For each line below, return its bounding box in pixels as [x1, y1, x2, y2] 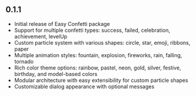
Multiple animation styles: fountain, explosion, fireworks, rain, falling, [14, 51, 182, 58]
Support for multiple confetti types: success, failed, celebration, [14, 27, 170, 34]
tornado [14, 58, 34, 65]
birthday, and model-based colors [14, 70, 97, 77]
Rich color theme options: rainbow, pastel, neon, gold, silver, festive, [14, 64, 182, 71]
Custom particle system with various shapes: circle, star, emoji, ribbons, [14, 39, 191, 46]
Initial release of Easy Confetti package [14, 20, 110, 27]
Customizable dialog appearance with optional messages [14, 82, 155, 90]
